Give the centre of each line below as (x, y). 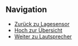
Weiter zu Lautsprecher (43, 36)
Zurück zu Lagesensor (42, 24)
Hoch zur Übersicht (38, 30)
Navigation (26, 10)
